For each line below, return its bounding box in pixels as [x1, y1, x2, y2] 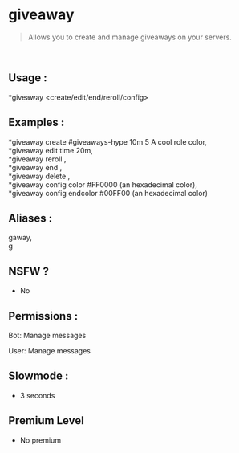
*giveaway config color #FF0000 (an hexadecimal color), [8, 179, 198, 190]
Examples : [8, 116, 65, 129]
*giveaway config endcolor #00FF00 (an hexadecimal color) [8, 188, 209, 198]
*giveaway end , [8, 162, 63, 172]
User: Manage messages [8, 346, 91, 355]
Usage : [8, 71, 48, 85]
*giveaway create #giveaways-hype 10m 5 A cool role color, [8, 137, 207, 146]
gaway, [8, 233, 32, 243]
